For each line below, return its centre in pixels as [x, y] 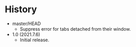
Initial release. [35, 40]
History [21, 9]
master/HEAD [27, 24]
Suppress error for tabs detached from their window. [75, 29]
